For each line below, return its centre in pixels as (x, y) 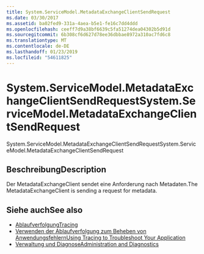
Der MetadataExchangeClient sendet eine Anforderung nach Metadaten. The (102, 184)
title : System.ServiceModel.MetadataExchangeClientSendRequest (89, 12)
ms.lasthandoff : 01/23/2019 (42, 52)
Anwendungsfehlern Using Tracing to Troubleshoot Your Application (100, 238)
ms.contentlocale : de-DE (38, 47)
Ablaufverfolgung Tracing (46, 225)
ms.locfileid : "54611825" (39, 58)
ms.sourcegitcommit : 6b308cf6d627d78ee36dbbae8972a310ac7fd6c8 (89, 35)
